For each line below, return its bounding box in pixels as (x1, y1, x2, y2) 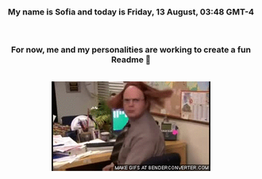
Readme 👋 (111, 54, 151, 65)
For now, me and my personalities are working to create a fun (10, 45, 252, 56)
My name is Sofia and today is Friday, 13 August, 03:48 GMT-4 (8, 6, 254, 18)
